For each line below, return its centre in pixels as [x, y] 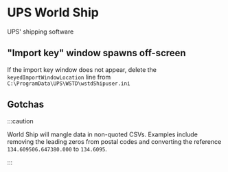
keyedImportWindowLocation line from [59, 77]
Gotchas [26, 105]
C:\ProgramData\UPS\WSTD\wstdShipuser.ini [69, 84]
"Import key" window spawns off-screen [97, 53]
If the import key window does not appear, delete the [82, 69]
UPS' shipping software [41, 32]
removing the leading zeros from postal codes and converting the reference [114, 141]
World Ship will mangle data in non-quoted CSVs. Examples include [102, 134]
